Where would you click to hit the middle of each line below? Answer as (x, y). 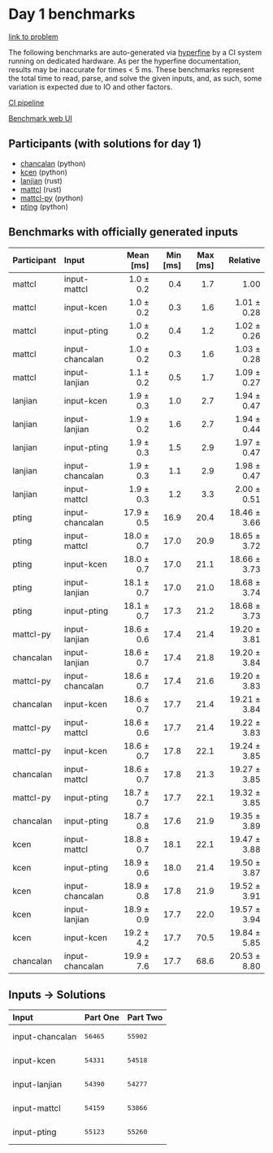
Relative (245, 260)
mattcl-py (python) (52, 198)
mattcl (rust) (41, 189)
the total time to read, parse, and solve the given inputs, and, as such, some (135, 78)
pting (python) (44, 206)
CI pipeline (26, 102)
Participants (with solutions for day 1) (105, 144)
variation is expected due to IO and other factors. (91, 87)
